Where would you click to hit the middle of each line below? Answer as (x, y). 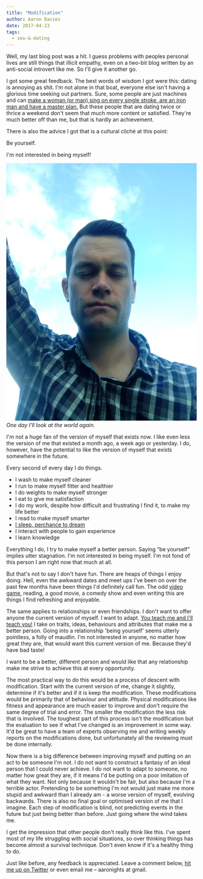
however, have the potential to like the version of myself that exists (89, 450)
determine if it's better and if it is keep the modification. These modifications (101, 693)
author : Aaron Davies (34, 19)
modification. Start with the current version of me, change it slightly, (91, 686)
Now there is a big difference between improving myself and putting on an (99, 756)
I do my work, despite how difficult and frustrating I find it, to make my (102, 505)
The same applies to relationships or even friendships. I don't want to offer (99, 611)
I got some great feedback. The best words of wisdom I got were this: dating (101, 81)
